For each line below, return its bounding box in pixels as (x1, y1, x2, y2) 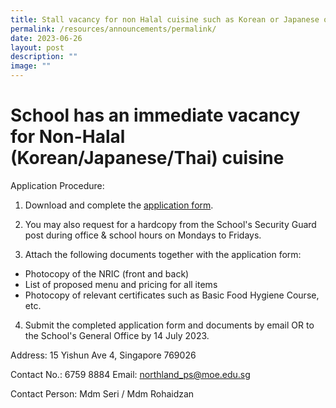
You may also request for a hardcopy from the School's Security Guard (24, 218, 317, 230)
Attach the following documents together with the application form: (24, 248, 302, 260)
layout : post (10, 42, 65, 53)
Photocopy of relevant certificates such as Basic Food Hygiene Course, (24, 289, 320, 301)
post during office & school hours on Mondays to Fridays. (24, 229, 262, 241)
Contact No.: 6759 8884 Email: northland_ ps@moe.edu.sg (10, 368, 251, 380)
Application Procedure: (10, 179, 105, 191)
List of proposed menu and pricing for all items (24, 278, 218, 290)
